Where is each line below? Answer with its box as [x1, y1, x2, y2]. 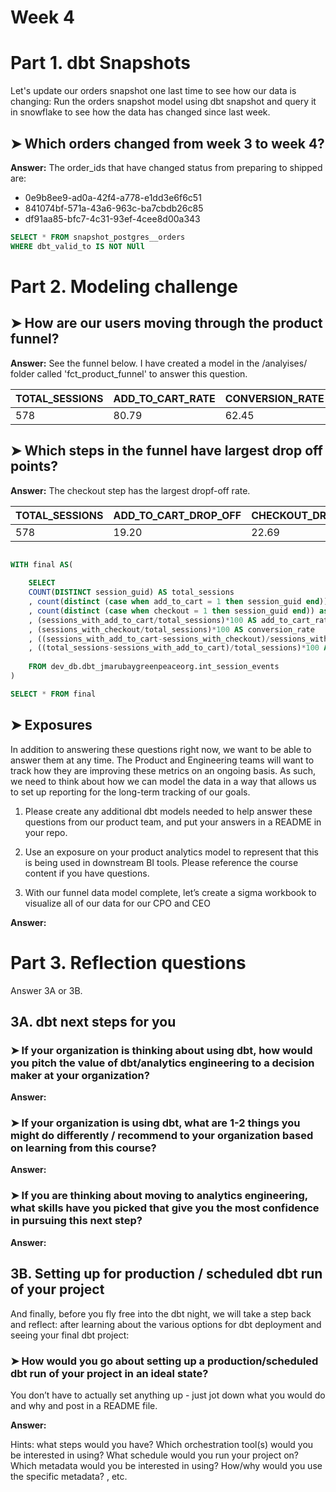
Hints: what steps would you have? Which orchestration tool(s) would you [10, 1438, 314, 1450]
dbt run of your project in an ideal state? [10, 1366, 209, 1380]
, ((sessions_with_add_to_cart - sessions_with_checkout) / [28, 634, 271, 644]
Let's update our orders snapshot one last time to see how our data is [10, 85, 297, 97]
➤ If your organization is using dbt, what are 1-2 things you [10, 1116, 301, 1130]
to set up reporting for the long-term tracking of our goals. [10, 786, 251, 798]
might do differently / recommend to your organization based [10, 1129, 314, 1143]
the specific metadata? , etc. [10, 1470, 128, 1482]
